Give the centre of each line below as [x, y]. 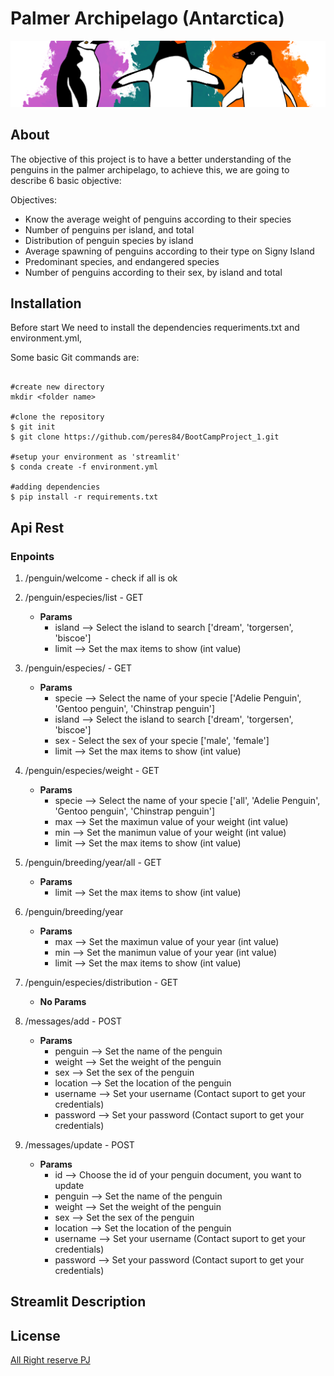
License [35, 1335]
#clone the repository [57, 417]
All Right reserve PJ [50, 1360]
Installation [46, 303]
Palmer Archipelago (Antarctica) [147, 18]
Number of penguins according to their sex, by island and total [153, 272]
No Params [63, 1002]
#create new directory [57, 387]
